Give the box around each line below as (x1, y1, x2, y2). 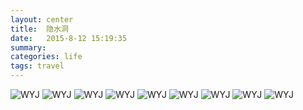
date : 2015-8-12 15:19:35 (10, 33, 128, 43)
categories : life (10, 52, 83, 62)
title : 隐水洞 (10, 24, 69, 34)
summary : (10, 42, 47, 53)
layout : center (10, 14, 74, 25)
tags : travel (10, 61, 65, 71)
